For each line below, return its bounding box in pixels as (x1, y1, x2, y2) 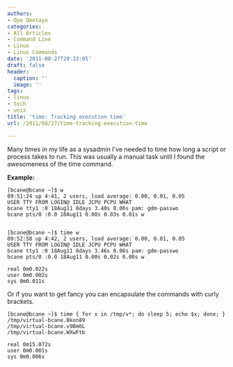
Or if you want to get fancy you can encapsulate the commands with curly (7, 289, 219, 298)
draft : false (7, 62, 45, 69)
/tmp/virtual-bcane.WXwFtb (7, 329, 86, 336)
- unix (7, 107, 26, 114)
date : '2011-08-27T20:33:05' (7, 56, 92, 62)
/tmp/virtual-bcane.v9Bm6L (7, 323, 86, 330)
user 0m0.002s (7, 271, 49, 278)
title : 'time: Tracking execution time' (7, 113, 127, 120)
